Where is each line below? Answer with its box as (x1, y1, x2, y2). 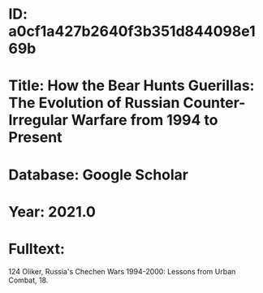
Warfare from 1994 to (71, 111, 218, 130)
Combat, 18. (8, 275, 49, 285)
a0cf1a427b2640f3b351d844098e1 (8, 22, 256, 41)
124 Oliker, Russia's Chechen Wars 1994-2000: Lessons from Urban (8, 266, 236, 276)
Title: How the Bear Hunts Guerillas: (8, 76, 255, 95)
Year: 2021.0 (8, 202, 96, 221)
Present (8, 128, 63, 147)
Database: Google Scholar (8, 166, 189, 183)
